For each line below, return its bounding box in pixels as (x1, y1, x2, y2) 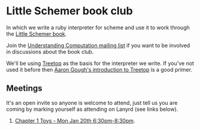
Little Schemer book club (6, 4, 133, 18)
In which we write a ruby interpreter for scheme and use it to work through (6, 24, 190, 31)
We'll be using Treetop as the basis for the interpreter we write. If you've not (6, 60, 195, 67)
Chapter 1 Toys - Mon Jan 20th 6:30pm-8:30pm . (14, 117, 136, 124)
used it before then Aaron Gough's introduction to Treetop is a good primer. (6, 66, 193, 73)
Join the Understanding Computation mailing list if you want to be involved (6, 42, 190, 49)
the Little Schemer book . (6, 30, 67, 37)
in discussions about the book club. (6, 48, 94, 55)
